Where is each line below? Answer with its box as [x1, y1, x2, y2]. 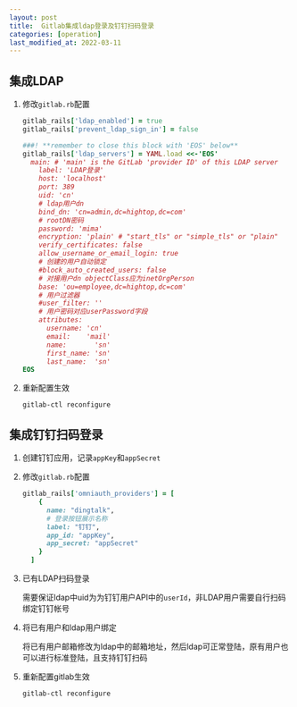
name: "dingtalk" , [45, 506, 115, 515]
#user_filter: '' [38, 299, 103, 308]
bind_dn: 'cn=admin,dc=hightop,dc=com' [38, 207, 187, 216]
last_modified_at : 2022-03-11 [9, 38, 122, 47]
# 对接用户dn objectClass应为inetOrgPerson [38, 274, 194, 282]
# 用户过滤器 [38, 290, 80, 299]
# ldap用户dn [38, 198, 85, 208]
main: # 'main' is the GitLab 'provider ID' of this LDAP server [30, 157, 278, 166]
